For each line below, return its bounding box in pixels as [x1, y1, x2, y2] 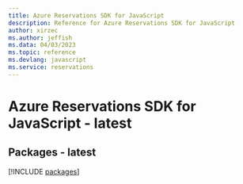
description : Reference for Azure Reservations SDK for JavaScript [8, 19, 236, 27]
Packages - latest [8, 146, 97, 159]
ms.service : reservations [8, 63, 93, 71]
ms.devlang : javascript [8, 56, 87, 64]
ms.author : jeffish [8, 33, 73, 42]
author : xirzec [8, 26, 59, 34]
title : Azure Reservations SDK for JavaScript [8, 11, 165, 20]
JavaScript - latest [8, 114, 132, 132]
